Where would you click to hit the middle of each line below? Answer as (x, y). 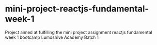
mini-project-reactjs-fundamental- (77, 9)
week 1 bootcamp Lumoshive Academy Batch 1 (52, 37)
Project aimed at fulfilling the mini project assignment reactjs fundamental (79, 32)
